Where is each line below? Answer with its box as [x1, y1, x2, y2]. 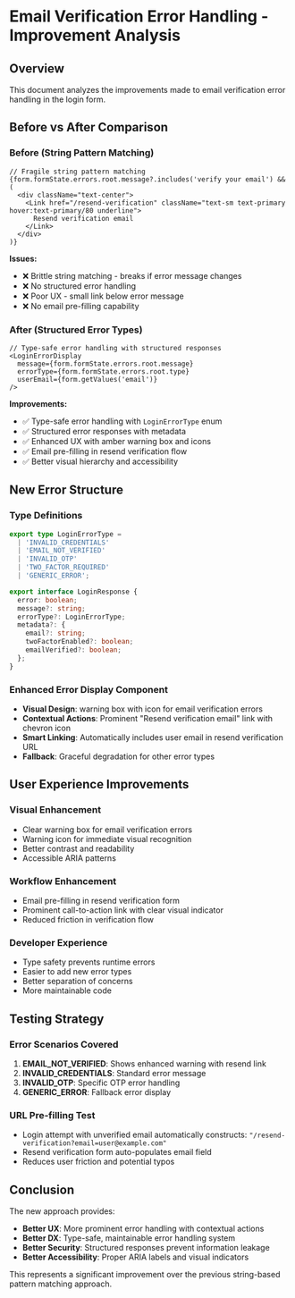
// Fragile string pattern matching [9, 167, 146, 176]
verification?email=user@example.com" [21, 1139, 167, 1148]
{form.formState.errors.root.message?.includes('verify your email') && [9, 174, 286, 184]
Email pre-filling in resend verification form [21, 895, 181, 906]
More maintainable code [21, 985, 112, 996]
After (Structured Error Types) [9, 324, 143, 336]
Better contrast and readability [21, 843, 135, 854]
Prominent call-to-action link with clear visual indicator [21, 905, 223, 915]
